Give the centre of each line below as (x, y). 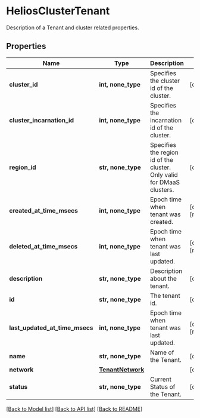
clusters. (162, 189)
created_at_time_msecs (44, 210)
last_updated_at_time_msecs (51, 328)
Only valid (164, 174)
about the (163, 278)
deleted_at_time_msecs (43, 246)
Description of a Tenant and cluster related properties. (73, 27)
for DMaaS (165, 182)
